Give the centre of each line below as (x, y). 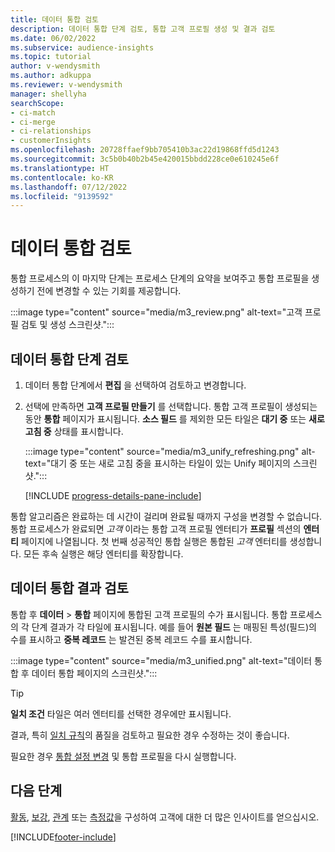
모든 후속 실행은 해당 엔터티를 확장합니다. (103, 554)
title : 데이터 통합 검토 (55, 19)
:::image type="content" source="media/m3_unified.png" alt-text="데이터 (161, 660)
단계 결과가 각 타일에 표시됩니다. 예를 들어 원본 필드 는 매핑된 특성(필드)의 (174, 627)
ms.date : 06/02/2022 (53, 38)
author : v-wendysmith (55, 66)
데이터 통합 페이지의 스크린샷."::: (94, 673)
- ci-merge (33, 122)
